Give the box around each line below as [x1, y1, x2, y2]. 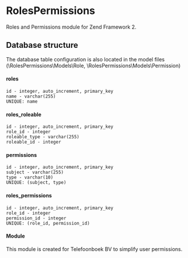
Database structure [6, 40, 78, 50]
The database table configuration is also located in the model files [6, 55, 165, 62]
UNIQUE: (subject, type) [6, 180, 67, 186]
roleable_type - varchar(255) [6, 134, 80, 140]
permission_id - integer [6, 215, 67, 221]
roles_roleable [6, 111, 42, 118]
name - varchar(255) [6, 93, 57, 99]
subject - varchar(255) [6, 169, 64, 176]
